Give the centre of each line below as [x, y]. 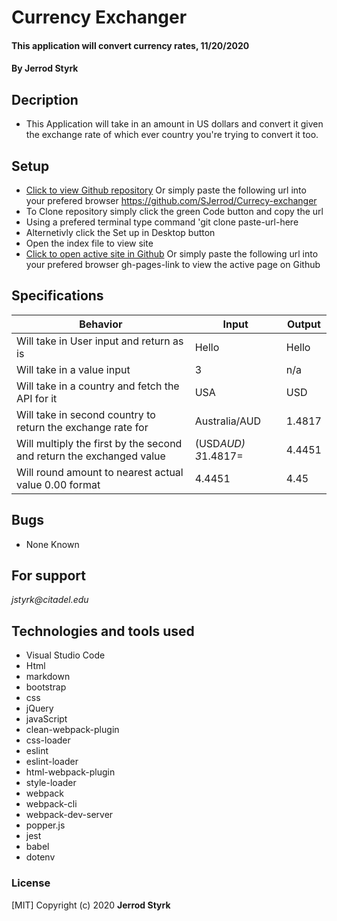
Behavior [101, 324]
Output [303, 324]
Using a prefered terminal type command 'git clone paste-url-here [162, 222]
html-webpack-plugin [70, 772]
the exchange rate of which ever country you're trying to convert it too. [172, 135]
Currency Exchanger [99, 17]
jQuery [39, 708]
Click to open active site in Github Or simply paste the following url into [172, 254]
